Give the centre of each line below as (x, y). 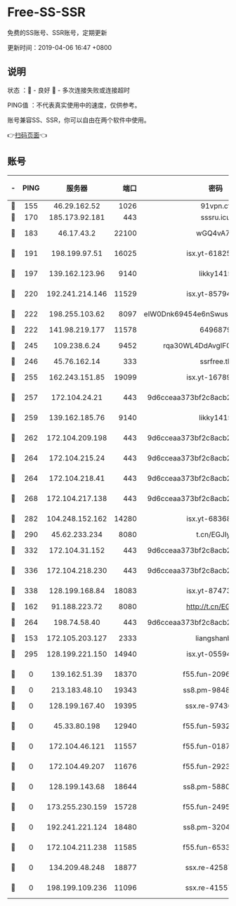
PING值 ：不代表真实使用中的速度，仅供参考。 (74, 105)
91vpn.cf (216, 206)
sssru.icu (216, 217)
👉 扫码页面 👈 (27, 135)
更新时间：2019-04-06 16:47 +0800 (60, 47)
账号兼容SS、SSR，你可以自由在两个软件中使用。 (79, 119)
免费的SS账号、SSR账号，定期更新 (57, 32)
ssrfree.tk (216, 361)
